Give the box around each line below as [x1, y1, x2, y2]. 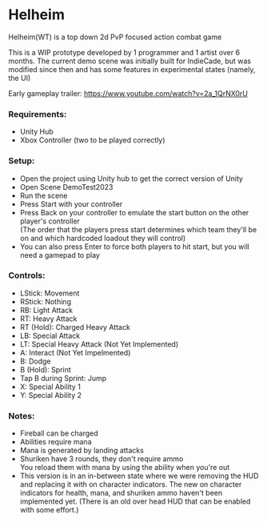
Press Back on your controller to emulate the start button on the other [19, 207, 249, 217]
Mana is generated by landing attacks [19, 446, 144, 456]
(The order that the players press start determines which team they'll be [19, 224, 257, 234]
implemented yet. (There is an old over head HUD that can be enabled [19, 496, 251, 506]
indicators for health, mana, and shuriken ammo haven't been [19, 488, 223, 498]
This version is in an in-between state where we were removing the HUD [19, 471, 259, 481]
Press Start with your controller [19, 199, 123, 209]
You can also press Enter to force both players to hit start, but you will [19, 242, 249, 251]
